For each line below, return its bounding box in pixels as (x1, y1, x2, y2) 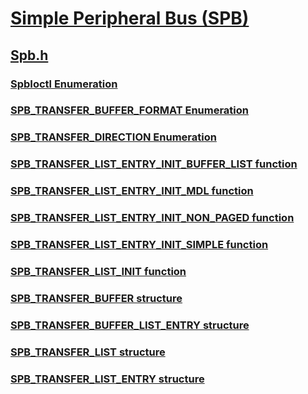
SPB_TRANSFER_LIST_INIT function (10, 264, 187, 278)
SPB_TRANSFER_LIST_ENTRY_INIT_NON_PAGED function (10, 211, 295, 225)
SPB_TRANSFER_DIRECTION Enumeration (10, 130, 217, 144)
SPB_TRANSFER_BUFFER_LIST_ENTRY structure (10, 318, 250, 332)
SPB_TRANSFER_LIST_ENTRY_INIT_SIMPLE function (10, 238, 269, 252)
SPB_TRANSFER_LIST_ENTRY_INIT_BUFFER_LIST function (10, 157, 298, 171)
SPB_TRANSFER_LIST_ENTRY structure (10, 372, 205, 386)
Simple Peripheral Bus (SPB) (10, 7, 250, 30)
